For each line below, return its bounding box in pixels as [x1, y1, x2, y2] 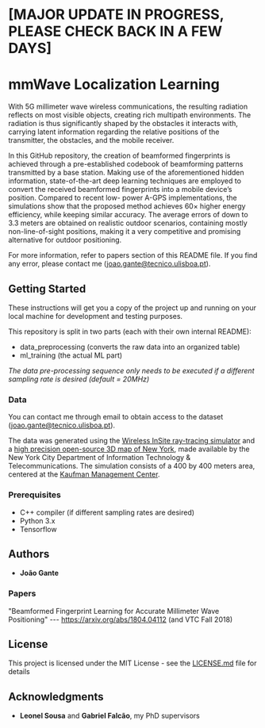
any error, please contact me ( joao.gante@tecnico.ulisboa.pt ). [8, 259, 211, 269]
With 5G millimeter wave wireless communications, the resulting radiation [8, 102, 248, 112]
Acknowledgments [8, 690, 105, 703]
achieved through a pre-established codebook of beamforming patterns [8, 159, 244, 169]
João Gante [19, 569, 60, 578]
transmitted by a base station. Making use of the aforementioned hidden [8, 168, 244, 178]
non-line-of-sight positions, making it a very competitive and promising [8, 227, 241, 236]
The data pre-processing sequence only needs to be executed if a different [8, 366, 255, 375]
